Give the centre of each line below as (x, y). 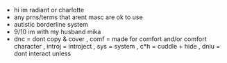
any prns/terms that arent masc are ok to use (78, 17)
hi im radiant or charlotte (49, 10)
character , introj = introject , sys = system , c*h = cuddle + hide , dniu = (117, 46)
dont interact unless (42, 53)
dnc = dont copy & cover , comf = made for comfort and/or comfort (110, 39)
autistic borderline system (51, 24)
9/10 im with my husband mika (57, 32)
